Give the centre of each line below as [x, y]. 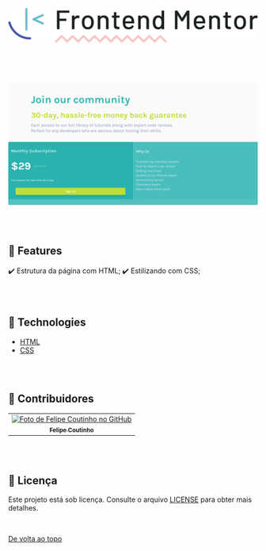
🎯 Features [35, 251]
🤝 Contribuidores [51, 399]
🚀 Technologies [47, 323]
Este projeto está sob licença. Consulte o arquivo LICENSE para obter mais [130, 499]
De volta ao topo [35, 539]
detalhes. [23, 508]
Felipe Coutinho [72, 430]
